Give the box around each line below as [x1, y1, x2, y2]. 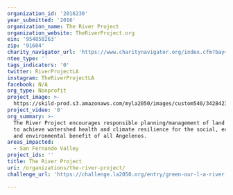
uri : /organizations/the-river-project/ [7, 164, 126, 171]
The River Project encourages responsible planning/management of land [13, 119, 225, 127]
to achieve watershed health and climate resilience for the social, [13, 126, 218, 133]
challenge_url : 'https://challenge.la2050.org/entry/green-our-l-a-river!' [7, 171, 231, 178]
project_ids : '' [7, 151, 54, 159]
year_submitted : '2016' [7, 17, 76, 24]
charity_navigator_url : [7, 49, 76, 56]
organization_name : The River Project [7, 23, 119, 30]
